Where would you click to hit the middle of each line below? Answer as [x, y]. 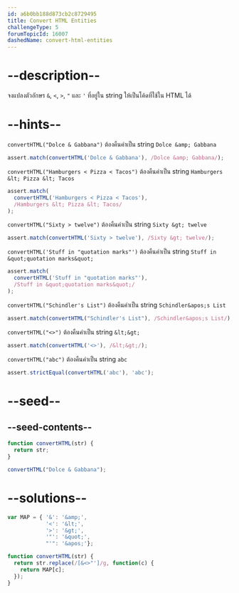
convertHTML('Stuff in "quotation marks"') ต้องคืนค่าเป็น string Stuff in [112, 252]
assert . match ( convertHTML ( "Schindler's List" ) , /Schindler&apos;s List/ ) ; [121, 318]
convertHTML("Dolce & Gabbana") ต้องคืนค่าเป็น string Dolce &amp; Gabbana [112, 144]
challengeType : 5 [33, 27]
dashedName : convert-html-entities [60, 41]
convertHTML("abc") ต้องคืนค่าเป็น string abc [68, 359]
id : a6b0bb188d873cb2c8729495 [52, 14]
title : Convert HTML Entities [52, 21]
